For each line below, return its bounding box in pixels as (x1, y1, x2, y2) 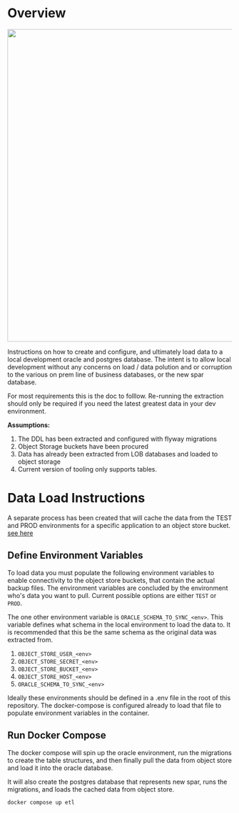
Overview (7, 5, 66, 21)
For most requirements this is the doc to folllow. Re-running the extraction (7, 391, 224, 400)
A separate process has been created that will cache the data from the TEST (7, 513, 233, 522)
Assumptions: (7, 420, 51, 429)
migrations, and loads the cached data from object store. (7, 784, 175, 794)
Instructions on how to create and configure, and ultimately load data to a (7, 347, 223, 356)
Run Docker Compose (7, 729, 107, 742)
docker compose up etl (7, 799, 75, 806)
